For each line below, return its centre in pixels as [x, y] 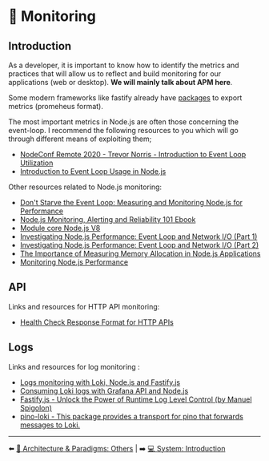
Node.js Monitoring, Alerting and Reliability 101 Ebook [108, 219]
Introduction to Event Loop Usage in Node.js [93, 171]
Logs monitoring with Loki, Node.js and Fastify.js [100, 382]
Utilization [36, 163]
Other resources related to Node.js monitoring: [85, 187]
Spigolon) [36, 407]
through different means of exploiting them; [80, 139]
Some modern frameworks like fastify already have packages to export [125, 98]
